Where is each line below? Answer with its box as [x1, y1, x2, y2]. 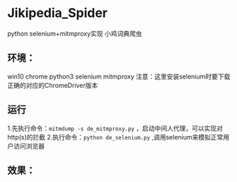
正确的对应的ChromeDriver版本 [7, 81, 98, 89]
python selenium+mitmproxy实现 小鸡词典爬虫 [7, 29, 143, 38]
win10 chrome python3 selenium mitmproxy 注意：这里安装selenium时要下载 [7, 72, 231, 81]
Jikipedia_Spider [7, 5, 108, 21]
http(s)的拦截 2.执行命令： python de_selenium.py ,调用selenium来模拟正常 [7, 132, 224, 141]
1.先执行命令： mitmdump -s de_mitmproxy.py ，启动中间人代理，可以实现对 [7, 124, 223, 132]
